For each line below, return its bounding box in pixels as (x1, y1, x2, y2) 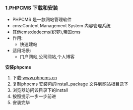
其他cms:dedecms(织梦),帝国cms (12, 29, 81, 35)
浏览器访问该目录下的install (12, 87, 68, 93)
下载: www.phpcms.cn (12, 75, 57, 81)
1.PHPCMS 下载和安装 (5, 4, 58, 11)
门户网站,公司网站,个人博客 (19, 54, 75, 60)
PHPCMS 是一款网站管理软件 (12, 16, 72, 23)
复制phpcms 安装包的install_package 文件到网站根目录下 (12, 81, 129, 87)
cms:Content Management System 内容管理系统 (12, 23, 111, 29)
